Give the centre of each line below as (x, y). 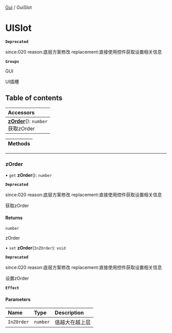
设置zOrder (17, 278)
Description (69, 313)
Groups (12, 61)
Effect (12, 288)
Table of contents (34, 98)
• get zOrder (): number (29, 175)
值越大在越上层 (73, 322)
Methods (19, 143)
